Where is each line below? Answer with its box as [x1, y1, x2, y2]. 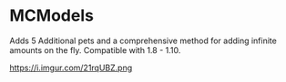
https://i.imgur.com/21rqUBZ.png [9, 62, 133, 73]
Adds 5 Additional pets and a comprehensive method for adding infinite [9, 35, 278, 46]
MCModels [9, 5, 94, 26]
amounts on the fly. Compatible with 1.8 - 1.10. [9, 44, 181, 55]
